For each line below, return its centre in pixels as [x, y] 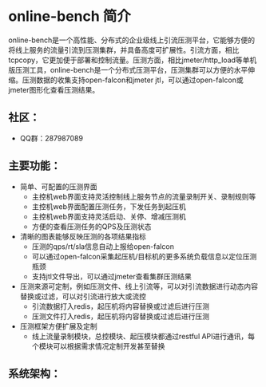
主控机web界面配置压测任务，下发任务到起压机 [109, 206]
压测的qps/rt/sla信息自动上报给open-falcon [103, 246]
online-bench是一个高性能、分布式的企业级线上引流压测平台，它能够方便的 [132, 40]
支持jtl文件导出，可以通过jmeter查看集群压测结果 [111, 276]
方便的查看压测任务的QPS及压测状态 [91, 226]
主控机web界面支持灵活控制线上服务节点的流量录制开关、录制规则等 [144, 196]
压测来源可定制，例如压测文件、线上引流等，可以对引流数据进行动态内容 [139, 286]
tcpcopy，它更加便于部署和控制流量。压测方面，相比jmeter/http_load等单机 [133, 60]
